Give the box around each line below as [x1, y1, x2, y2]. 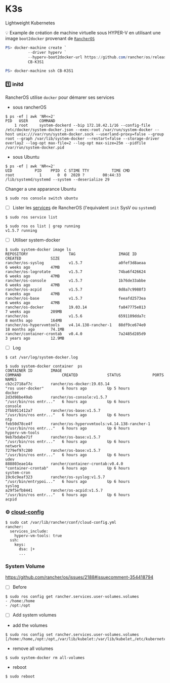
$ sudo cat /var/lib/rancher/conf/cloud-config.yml [5, 520, 116, 525]
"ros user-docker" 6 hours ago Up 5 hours [5, 386, 130, 391]
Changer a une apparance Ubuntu [5, 186, 76, 192]
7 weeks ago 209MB [5, 309, 62, 314]
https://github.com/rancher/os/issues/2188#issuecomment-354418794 [5, 574, 154, 581]
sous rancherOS [12, 104, 47, 110]
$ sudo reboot [5, 674, 35, 679]
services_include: [10, 529, 49, 534]
